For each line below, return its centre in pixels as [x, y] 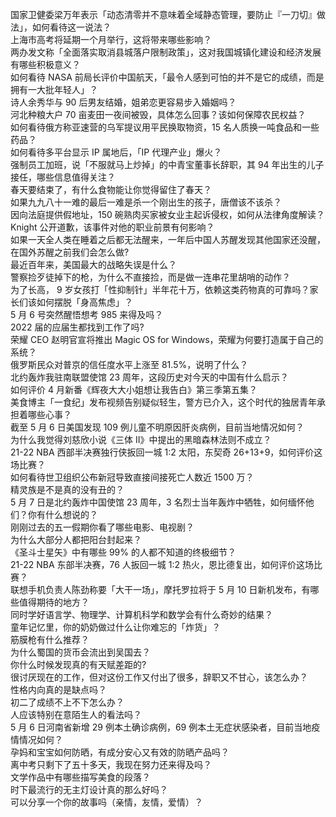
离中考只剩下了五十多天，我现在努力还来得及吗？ [111, 764]
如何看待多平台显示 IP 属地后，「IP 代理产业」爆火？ [116, 152]
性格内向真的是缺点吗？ [58, 689]
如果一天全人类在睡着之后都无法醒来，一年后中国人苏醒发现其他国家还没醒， [168, 239]
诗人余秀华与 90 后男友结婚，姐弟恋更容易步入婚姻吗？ [123, 102]
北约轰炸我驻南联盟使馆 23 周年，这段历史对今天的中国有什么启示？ [150, 377]
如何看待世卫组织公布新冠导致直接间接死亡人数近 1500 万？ [132, 477]
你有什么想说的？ [62, 514]
